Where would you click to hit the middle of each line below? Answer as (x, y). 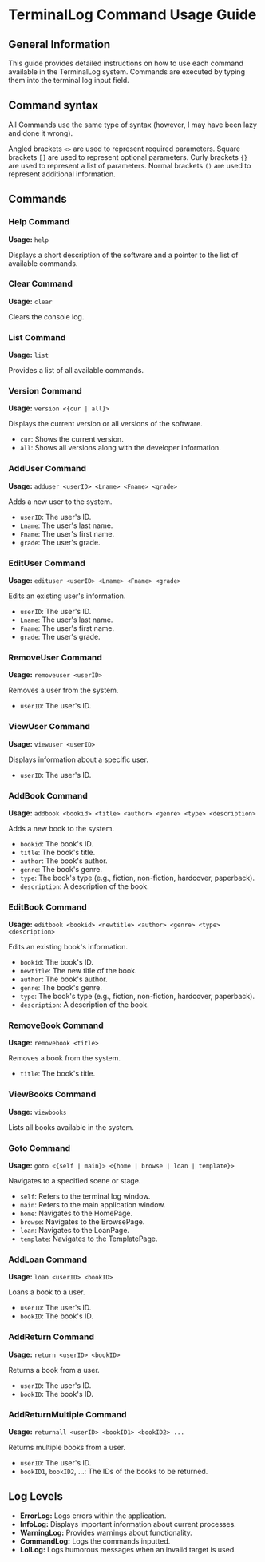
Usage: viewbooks (38, 1112)
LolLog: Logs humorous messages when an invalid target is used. (128, 1549)
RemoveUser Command (55, 657)
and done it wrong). (41, 133)
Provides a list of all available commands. (76, 371)
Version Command (45, 391)
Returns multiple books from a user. (67, 1447)
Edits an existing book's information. (68, 947)
